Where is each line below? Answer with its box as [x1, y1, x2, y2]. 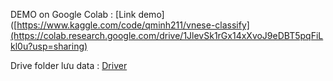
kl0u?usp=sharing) [10, 40, 88, 52]
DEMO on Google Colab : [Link [10, 9, 137, 20]
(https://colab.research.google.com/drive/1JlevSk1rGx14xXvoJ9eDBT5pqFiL [10, 30, 324, 41]
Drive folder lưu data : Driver [10, 60, 128, 71]
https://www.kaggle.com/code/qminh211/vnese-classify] [16, 19, 250, 31]
